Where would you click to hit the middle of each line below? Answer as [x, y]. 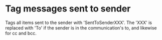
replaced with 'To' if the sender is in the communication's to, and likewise [81, 27]
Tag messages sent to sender [68, 9]
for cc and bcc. [21, 33]
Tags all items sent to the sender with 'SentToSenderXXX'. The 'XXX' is [78, 22]
